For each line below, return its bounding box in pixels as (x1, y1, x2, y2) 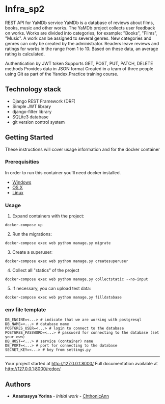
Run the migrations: (12, 231, 52, 237)
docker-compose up (5, 222, 43, 228)
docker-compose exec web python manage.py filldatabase (5, 295, 122, 300)
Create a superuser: (12, 249, 53, 255)
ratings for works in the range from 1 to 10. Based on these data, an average (5, 46, 159, 52)
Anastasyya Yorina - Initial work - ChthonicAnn (12, 393, 109, 399)
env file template (5, 306, 46, 313)
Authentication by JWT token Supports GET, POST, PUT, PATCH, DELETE (5, 60, 153, 66)
